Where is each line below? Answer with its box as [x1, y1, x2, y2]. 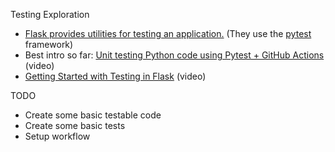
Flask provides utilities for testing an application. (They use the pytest [24, 28, 312, 39]
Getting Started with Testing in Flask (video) [24, 70, 207, 82]
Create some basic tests [24, 120, 126, 131]
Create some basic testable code [24, 109, 162, 121]
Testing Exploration [10, 9, 90, 20]
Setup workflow [24, 130, 91, 142]
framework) [24, 39, 74, 50]
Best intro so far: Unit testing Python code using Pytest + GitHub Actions [24, 49, 325, 61]
